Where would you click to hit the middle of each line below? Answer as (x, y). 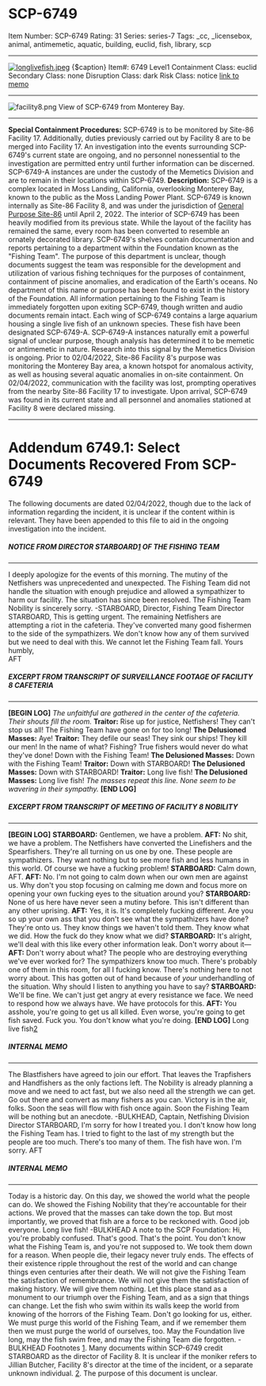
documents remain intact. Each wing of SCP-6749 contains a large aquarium (133, 315)
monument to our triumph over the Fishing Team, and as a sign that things (129, 1297)
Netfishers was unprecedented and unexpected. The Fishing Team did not (129, 583)
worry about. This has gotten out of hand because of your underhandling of (131, 978)
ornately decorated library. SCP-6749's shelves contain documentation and (131, 239)
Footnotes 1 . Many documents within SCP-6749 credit (135, 1348)
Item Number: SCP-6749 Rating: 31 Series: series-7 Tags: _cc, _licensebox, (130, 36)
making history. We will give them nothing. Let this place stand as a (118, 1288)
